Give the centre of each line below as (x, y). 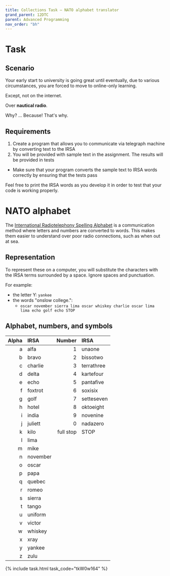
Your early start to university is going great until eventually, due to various (82, 80)
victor (34, 523)
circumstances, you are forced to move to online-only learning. (71, 86)
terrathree (93, 366)
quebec (36, 481)
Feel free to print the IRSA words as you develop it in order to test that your (83, 185)
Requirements (28, 131)
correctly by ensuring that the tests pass (55, 175)
